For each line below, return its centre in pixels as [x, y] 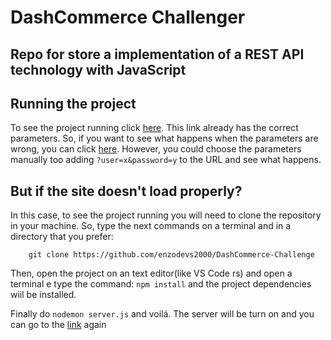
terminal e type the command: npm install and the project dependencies [161, 284]
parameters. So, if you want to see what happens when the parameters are [164, 138]
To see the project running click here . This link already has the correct [154, 128]
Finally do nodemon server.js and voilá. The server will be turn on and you [162, 314]
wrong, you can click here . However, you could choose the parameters [156, 149]
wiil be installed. [43, 295]
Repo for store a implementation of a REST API [157, 54]
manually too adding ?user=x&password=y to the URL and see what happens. [166, 160]
